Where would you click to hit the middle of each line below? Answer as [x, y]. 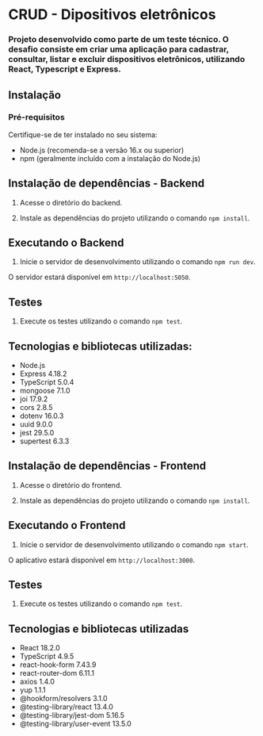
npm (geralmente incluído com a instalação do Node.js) [110, 158]
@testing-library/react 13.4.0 [66, 707]
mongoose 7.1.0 [45, 391]
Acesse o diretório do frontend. [71, 485]
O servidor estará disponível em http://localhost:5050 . [100, 277]
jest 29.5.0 [37, 433]
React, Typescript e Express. [65, 69]
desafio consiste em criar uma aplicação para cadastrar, [119, 49]
